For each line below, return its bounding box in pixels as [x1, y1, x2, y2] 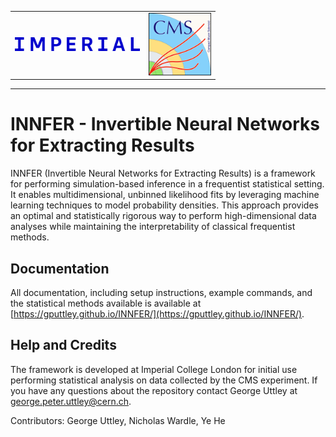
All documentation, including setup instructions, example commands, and [10, 287, 313, 298]
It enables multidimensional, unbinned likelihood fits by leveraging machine [10, 189, 320, 201]
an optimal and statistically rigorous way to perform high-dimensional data [10, 210, 317, 222]
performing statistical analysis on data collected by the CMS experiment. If [10, 374, 318, 386]
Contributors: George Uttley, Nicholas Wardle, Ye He [10, 414, 226, 426]
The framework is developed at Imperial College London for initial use [10, 363, 298, 375]
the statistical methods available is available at [10, 297, 202, 309]
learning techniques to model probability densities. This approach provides [10, 199, 319, 211]
